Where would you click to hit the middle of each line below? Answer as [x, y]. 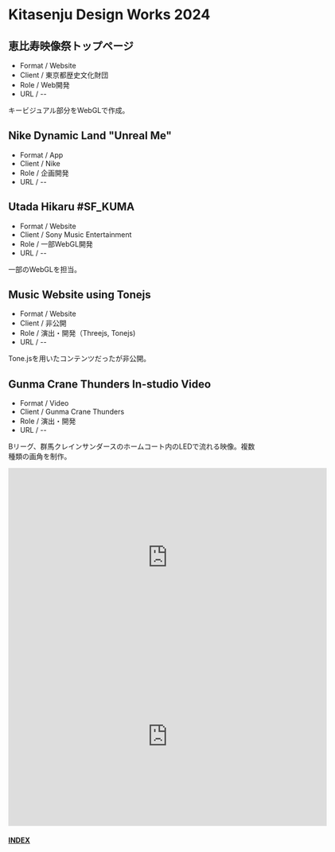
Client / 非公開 [43, 323]
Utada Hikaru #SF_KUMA [72, 207]
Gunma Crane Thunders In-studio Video [110, 384]
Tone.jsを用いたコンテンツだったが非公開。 [80, 359]
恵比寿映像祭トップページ [71, 46]
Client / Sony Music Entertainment [76, 234]
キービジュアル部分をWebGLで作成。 [69, 110]
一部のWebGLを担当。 [45, 269]
